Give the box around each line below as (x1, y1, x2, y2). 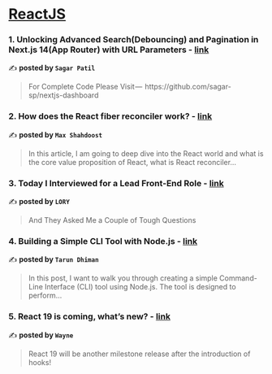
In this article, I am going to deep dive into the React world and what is (28, 148, 264, 159)
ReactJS (8, 5, 67, 24)
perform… (28, 290, 63, 301)
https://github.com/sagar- (145, 82, 231, 92)
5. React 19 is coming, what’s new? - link (8, 311, 171, 322)
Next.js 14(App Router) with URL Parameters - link (8, 44, 209, 55)
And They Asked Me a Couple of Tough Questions (28, 215, 196, 225)
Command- (218, 273, 257, 283)
